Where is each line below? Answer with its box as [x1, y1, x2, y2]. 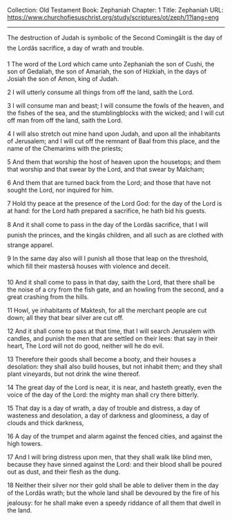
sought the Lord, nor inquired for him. [7, 186, 114, 194]
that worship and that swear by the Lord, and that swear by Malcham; [7, 165, 205, 173]
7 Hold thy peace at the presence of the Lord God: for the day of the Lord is [7, 199, 222, 207]
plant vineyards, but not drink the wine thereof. [7, 370, 140, 378]
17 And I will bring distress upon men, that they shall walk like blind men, [7, 453, 213, 461]
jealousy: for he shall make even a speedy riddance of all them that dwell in [7, 499, 221, 507]
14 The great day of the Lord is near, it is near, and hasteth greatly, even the [7, 384, 222, 391]
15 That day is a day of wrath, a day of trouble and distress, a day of [7, 404, 200, 412]
